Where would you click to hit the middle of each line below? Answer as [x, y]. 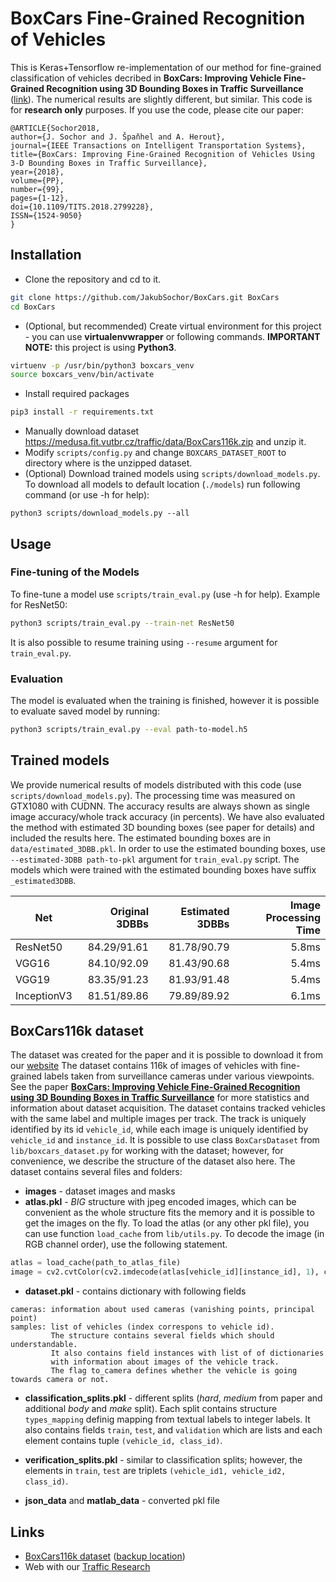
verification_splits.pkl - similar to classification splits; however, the [163, 1460]
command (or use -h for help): [87, 495]
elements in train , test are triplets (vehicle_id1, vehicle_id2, [155, 1471]
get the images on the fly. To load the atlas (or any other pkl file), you [167, 1223]
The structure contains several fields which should [162, 1336]
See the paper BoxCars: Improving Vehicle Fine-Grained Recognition [155, 1087]
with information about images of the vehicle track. [165, 1362]
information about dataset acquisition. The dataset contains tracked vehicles [168, 1108]
